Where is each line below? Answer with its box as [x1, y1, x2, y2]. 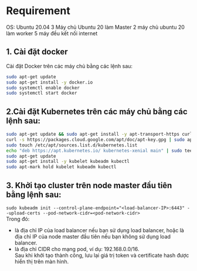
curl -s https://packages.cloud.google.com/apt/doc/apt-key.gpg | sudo [6, 136, 185, 142]
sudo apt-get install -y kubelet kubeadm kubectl [6, 159, 130, 165]
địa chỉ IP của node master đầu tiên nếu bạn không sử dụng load [14, 233, 171, 240]
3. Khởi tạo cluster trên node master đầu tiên [6, 180, 172, 190]
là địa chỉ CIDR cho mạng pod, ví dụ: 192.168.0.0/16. [14, 246, 140, 252]
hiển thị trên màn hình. [14, 258, 69, 265]
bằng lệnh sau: [6, 189, 62, 199]
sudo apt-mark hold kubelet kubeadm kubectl [6, 164, 117, 170]
